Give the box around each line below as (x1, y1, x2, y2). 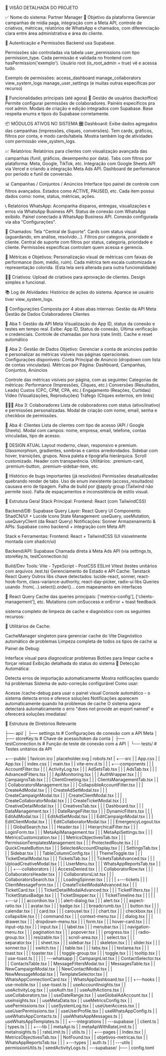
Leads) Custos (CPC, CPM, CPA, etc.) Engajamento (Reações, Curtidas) (5, 387, 151, 393)
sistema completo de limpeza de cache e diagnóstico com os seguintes (5, 609, 151, 614)
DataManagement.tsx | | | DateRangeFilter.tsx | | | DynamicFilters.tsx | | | (5, 808, 152, 814)
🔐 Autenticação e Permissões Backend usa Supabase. (5, 40, 115, 46)
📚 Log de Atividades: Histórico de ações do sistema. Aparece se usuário (5, 289, 154, 295)
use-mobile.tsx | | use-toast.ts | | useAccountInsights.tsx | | (5, 982, 126, 987)
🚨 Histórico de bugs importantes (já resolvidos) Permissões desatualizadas (5, 473, 158, 479)
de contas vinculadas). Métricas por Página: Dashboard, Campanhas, (5, 362, 147, 368)
